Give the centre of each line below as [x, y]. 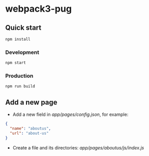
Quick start [23, 28]
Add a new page [31, 102]
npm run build [20, 86]
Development [22, 52]
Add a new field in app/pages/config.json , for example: [70, 114]
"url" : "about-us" [29, 133]
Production [19, 76]
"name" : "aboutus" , [31, 128]
